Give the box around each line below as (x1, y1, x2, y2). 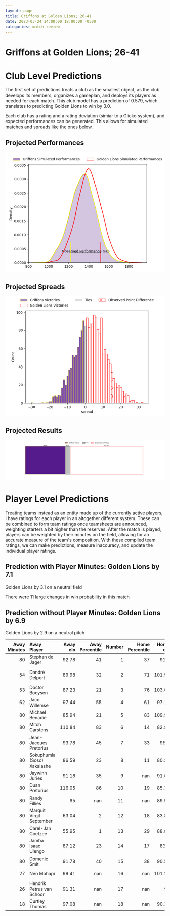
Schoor (29, 891, 45, 897)
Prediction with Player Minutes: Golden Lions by (5, 562, 160, 571)
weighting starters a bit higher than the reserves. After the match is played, (5, 526, 162, 532)
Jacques (29, 740, 48, 746)
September (29, 818, 53, 824)
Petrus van (29, 886, 52, 892)
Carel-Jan (29, 825, 52, 831)
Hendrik (29, 880, 47, 887)
